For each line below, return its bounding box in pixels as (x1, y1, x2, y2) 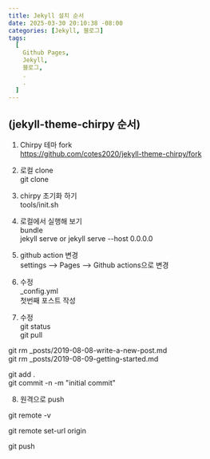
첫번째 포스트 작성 (19, 296, 76, 306)
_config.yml (19, 287, 58, 296)
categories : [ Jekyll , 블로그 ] (8, 26, 104, 34)
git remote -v (8, 410, 52, 420)
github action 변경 (19, 251, 78, 260)
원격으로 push (19, 394, 65, 404)
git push (8, 441, 36, 451)
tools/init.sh (19, 200, 59, 210)
